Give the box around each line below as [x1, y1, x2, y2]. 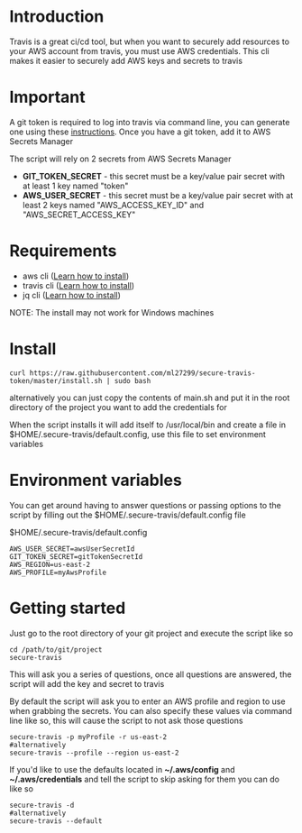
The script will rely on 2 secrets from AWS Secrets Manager [9, 153, 232, 164]
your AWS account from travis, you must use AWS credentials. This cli [9, 45, 270, 56]
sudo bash [114, 376, 151, 385]
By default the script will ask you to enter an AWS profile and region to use [9, 696, 286, 707]
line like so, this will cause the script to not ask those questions [9, 715, 243, 726]
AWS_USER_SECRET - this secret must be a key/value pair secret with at [22, 189, 294, 200]
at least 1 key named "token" [22, 180, 129, 191]
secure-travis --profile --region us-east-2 [9, 748, 179, 757]
